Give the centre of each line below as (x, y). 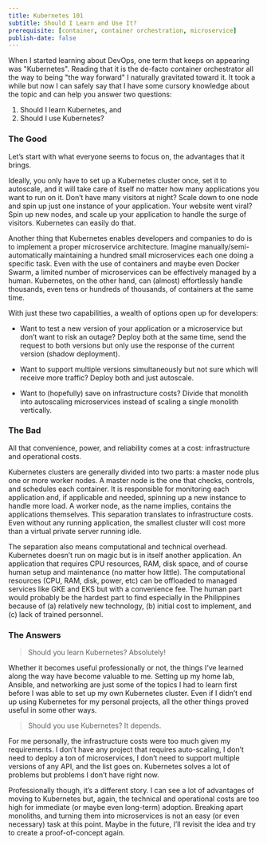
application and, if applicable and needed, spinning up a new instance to (127, 497)
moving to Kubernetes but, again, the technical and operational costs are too (134, 799)
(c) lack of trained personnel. (56, 614)
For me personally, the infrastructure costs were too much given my (120, 741)
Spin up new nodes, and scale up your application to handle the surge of (128, 214)
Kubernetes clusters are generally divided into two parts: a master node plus (134, 472)
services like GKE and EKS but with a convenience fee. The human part (125, 589)
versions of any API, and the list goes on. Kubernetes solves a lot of (119, 767)
